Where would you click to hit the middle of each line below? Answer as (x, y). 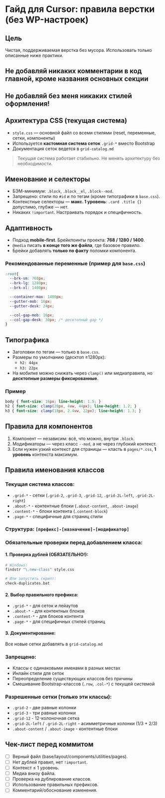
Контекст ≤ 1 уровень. (36, 768)
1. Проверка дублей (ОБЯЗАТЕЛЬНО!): (47, 554)
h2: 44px (29, 363)
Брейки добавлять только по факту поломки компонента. (74, 251)
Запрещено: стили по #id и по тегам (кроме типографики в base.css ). (86, 197)
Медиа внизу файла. (34, 774)
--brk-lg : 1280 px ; (29, 283)
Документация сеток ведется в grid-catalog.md (63, 149)
